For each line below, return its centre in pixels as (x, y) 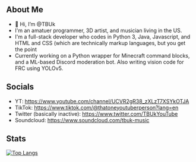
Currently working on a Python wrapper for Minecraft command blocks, (102, 55)
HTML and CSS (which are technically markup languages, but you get (100, 43)
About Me (25, 10)
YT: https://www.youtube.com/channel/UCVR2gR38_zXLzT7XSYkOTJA (102, 101)
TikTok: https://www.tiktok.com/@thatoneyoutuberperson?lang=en (97, 107)
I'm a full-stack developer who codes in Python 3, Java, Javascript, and (102, 36)
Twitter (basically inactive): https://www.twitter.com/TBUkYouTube (96, 114)
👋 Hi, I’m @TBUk (35, 24)
